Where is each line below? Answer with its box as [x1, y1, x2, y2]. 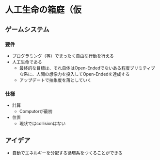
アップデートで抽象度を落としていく [19, 77, 92, 83]
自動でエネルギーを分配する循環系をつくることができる [12, 150, 123, 156]
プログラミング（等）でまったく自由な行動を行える [12, 53, 114, 59]
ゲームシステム [5, 25, 49, 33]
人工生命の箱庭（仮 [5, 4, 82, 16]
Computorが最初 [19, 109, 52, 114]
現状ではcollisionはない [19, 121, 66, 127]
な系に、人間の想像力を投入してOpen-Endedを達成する [19, 71, 130, 77]
